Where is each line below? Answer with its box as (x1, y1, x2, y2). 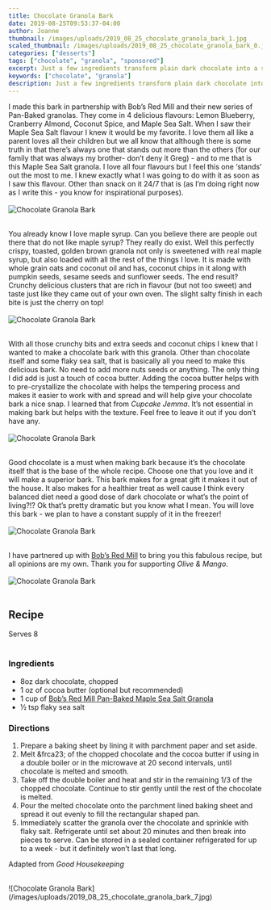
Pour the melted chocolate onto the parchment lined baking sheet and (19, 800, 253, 810)
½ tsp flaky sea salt (19, 702, 85, 711)
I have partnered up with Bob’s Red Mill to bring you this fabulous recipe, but (8, 550, 262, 560)
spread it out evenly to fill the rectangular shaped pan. (19, 809, 200, 819)
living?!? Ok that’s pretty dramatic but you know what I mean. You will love (8, 500, 254, 510)
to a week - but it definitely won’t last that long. (19, 843, 177, 853)
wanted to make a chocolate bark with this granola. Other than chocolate (8, 347, 251, 357)
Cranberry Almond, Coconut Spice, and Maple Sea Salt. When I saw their (8, 119, 252, 128)
